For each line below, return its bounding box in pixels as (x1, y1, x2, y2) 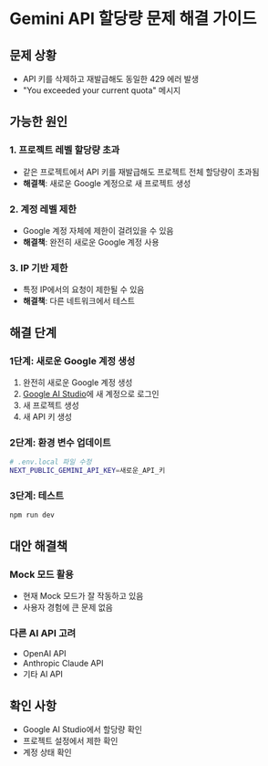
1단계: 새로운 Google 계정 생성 (9, 354, 136, 367)
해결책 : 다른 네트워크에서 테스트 (22, 296, 135, 307)
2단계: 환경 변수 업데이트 (9, 435, 111, 448)
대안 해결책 (9, 538, 68, 553)
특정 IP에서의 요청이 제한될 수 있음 (22, 284, 145, 295)
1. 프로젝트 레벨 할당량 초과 (9, 143, 120, 156)
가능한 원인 (9, 114, 68, 130)
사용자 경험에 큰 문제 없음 (22, 602, 114, 613)
